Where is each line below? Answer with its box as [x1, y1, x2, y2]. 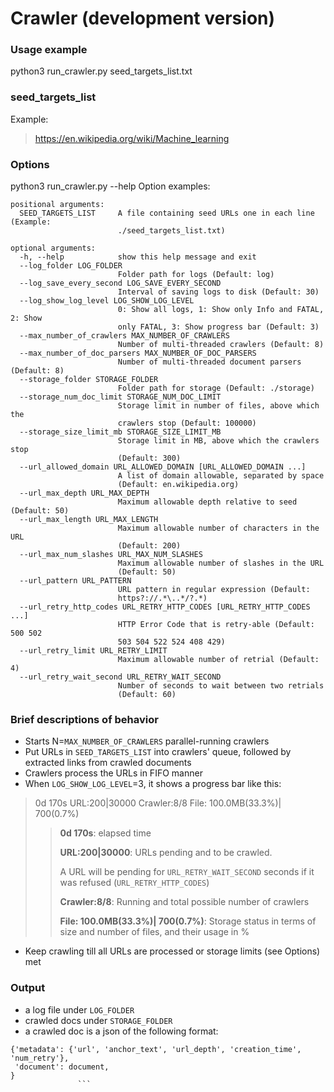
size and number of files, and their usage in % [59, 926, 250, 938]
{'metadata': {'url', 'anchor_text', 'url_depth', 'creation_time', [10, 1044, 302, 1054]
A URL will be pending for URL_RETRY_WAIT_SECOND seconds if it [59, 866, 315, 878]
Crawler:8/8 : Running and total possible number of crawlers [59, 896, 310, 908]
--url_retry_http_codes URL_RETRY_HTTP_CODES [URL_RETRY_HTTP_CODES [19, 602, 311, 612]
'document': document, [14, 1062, 110, 1072]
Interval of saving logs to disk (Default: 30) [117, 287, 320, 297]
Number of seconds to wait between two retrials [117, 681, 325, 691]
